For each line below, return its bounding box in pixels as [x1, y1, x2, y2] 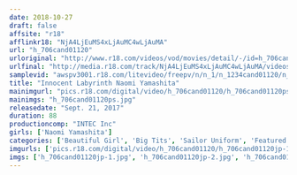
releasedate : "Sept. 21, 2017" [9, 103, 125, 112]
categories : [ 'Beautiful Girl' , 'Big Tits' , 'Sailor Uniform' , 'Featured [9, 136, 287, 145]
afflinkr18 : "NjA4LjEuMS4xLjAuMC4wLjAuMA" [9, 37, 168, 47]
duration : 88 [9, 111, 57, 120]
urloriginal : [9, 54, 57, 63]
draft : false [9, 21, 57, 30]
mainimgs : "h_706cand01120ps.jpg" [9, 95, 137, 104]
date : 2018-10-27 [9, 12, 73, 22]
